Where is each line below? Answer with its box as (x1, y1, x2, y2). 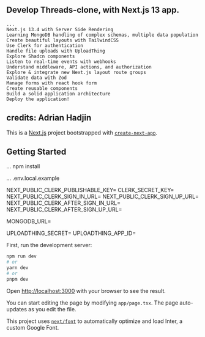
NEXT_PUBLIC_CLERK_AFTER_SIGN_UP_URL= (6, 206, 122, 213)
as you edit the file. (28, 305, 76, 313)
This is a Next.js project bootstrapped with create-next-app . (6, 128, 158, 136)
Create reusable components (6, 85, 78, 91)
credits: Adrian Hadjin (6, 113, 92, 123)
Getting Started (6, 147, 67, 157)
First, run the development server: (6, 242, 92, 249)
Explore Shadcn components (6, 53, 75, 59)
